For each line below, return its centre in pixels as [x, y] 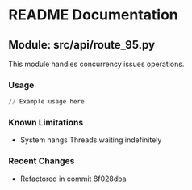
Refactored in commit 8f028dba [73, 179]
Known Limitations [46, 123]
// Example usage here [46, 102]
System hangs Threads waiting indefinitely [91, 140]
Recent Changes [42, 161]
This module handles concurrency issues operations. [96, 64]
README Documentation [94, 15]
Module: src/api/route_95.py [82, 45]
